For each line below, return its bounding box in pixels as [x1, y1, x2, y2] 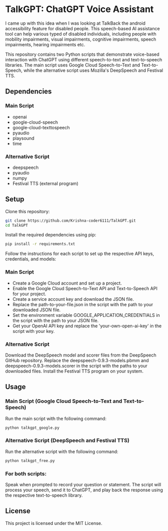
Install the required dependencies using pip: [5, 232, 97, 238]
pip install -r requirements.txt [5, 241, 75, 247]
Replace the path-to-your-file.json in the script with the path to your [12, 301, 153, 307]
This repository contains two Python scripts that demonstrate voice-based [5, 51, 159, 57]
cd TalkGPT [5, 223, 28, 228]
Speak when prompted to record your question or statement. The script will [5, 481, 161, 487]
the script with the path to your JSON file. [12, 317, 99, 323]
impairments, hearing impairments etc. [5, 41, 86, 47]
